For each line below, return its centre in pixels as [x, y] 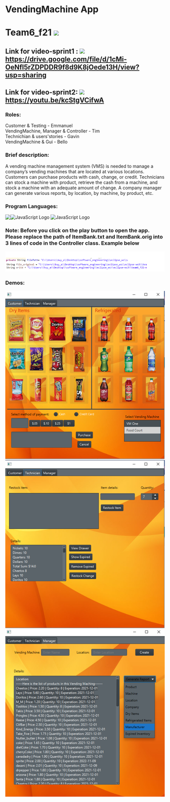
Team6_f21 [29, 33]
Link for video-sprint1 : [42, 51]
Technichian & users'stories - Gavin [42, 137]
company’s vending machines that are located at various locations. [75, 172]
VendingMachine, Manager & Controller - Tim [53, 131]
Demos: [15, 283]
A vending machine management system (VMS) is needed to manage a [79, 166]
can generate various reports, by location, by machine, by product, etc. [79, 193]
